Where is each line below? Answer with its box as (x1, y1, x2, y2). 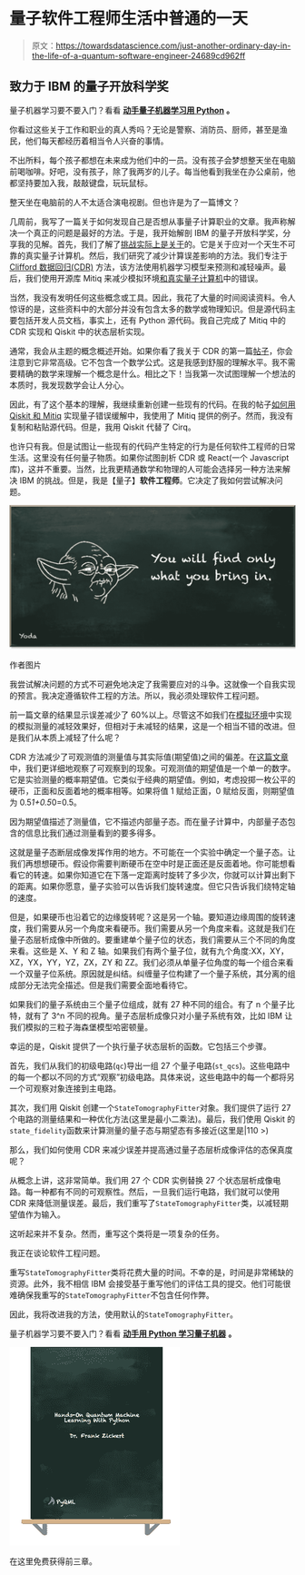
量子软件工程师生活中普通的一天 (9, 8, 249, 29)
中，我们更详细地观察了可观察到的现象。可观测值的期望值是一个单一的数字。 (9, 763, 296, 774)
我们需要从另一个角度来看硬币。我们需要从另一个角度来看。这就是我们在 (25, 923, 296, 934)
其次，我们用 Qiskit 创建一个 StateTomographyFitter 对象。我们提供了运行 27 (9, 1103, 291, 1114)
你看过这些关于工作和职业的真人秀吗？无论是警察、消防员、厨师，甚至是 (9, 124, 280, 134)
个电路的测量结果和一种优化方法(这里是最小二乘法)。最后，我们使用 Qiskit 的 (9, 1114, 296, 1124)
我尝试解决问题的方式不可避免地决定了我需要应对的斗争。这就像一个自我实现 (9, 679, 296, 690)
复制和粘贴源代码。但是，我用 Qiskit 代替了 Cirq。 (9, 421, 197, 432)
